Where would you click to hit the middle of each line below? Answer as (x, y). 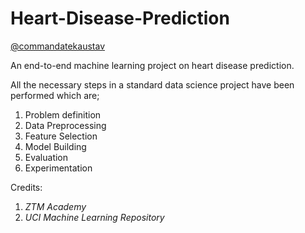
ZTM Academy (55, 206)
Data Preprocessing (65, 125)
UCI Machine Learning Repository (94, 217)
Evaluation (46, 157)
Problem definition (63, 114)
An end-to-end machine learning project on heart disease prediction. (152, 65)
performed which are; (55, 95)
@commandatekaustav (57, 46)
